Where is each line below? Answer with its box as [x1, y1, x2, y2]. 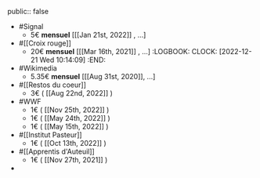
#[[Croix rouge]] [18, 38, 72, 48]
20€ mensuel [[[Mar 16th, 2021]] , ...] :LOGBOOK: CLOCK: [30, 47, 218, 56]
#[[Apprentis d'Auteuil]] [18, 147, 95, 156]
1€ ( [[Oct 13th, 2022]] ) [30, 139, 107, 147]
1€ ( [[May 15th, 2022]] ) [30, 122, 109, 131]
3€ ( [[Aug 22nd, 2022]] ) [30, 89, 113, 97]
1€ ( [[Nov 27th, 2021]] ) [30, 155, 108, 164]
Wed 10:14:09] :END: [39, 55, 107, 64]
